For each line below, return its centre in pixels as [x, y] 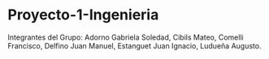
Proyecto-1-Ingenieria [83, 15]
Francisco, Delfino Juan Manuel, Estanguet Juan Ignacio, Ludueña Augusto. [134, 45]
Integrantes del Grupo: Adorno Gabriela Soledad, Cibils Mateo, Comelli [126, 37]
